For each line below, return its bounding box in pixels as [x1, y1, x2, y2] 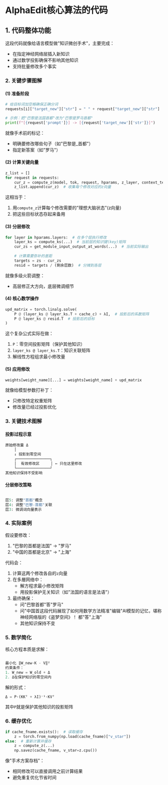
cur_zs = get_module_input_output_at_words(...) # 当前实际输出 [14, 244, 148, 249]
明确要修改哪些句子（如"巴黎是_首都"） [12, 141, 93, 147]
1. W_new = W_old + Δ [5, 670, 50, 675]
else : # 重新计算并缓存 [5, 738, 51, 743]
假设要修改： [5, 532, 31, 538]
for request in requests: [5, 175, 59, 180]
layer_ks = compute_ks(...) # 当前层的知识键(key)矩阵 [14, 240, 126, 245]
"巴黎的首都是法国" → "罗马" [12, 542, 71, 548]
